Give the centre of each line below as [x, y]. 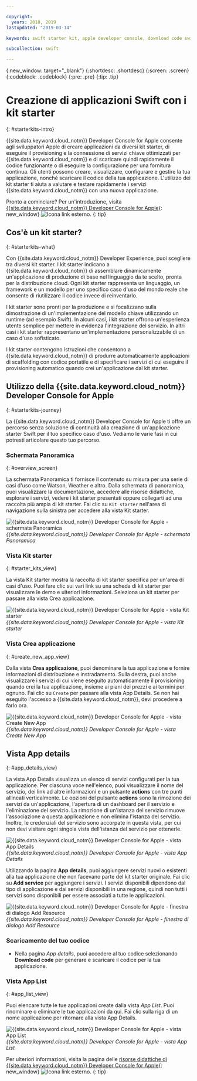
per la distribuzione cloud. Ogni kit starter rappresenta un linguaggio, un [93, 283]
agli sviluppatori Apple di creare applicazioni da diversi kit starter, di [88, 147]
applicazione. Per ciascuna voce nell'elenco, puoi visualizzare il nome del [95, 785]
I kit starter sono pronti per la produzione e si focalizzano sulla [81, 307]
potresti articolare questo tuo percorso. [53, 440]
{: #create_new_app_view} [38, 656]
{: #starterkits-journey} [34, 410]
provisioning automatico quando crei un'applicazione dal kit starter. [87, 368]
